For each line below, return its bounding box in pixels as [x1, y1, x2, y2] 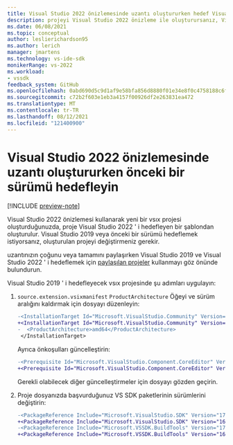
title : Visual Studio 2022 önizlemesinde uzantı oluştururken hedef [7, 10, 209, 17]
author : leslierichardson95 [7, 36, 89, 43]
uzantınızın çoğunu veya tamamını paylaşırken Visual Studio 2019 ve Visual [7, 251, 221, 259]
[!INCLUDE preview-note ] [7, 202, 80, 210]
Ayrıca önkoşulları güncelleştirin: [17, 344, 111, 354]
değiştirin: [17, 398, 46, 406]
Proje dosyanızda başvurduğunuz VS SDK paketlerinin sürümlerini [17, 391, 206, 399]
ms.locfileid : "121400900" [7, 119, 85, 127]
